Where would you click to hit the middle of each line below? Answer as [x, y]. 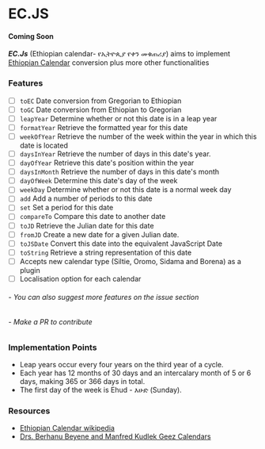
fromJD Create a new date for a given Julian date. [99, 234]
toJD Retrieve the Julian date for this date [87, 225]
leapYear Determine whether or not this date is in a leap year [118, 118]
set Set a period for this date [66, 208]
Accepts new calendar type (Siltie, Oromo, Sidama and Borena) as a [130, 261]
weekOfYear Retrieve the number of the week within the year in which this [138, 136]
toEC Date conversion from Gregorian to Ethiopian [100, 101]
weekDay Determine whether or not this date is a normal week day [125, 190]
